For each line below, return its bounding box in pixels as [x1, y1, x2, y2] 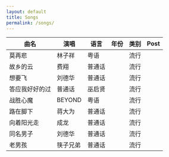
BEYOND [57, 96, 82, 104]
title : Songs [6, 14, 39, 20]
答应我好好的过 [9, 85, 52, 93]
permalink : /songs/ [6, 20, 55, 26]
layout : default [6, 8, 46, 15]
